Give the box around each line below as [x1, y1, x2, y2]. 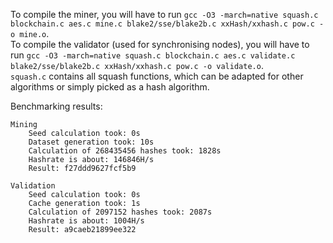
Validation [10, 181, 56, 191]
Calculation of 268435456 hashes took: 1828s [28, 146, 222, 156]
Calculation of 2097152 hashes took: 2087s [28, 207, 213, 217]
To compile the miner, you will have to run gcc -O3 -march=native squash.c [10, 9, 319, 20]
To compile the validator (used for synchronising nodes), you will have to [10, 39, 310, 50]
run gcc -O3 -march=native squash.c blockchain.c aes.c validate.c [10, 49, 296, 61]
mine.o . [19, 28, 50, 39]
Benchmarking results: [10, 100, 103, 112]
